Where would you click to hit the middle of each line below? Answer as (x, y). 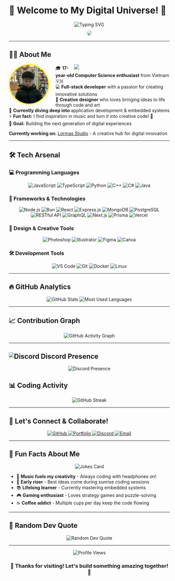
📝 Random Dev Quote (43, 526)
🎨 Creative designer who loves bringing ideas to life (110, 100)
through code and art (78, 105)
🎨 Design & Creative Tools (41, 228)
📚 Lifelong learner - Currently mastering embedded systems (81, 488)
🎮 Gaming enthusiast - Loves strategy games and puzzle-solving (86, 495)
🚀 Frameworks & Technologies (47, 199)
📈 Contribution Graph (44, 321)
